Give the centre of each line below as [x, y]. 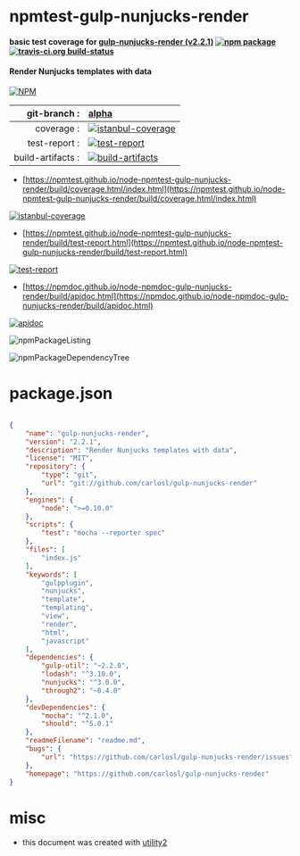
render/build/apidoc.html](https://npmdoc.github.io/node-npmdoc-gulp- [155, 295]
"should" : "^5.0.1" [78, 724]
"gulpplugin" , [67, 583]
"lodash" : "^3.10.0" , [82, 674]
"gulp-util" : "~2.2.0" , [85, 666]
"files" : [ [46, 550]
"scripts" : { [50, 525]
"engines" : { [50, 500]
